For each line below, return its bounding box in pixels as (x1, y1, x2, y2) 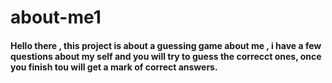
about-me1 (10, 6, 102, 29)
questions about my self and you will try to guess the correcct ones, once (10, 50, 322, 62)
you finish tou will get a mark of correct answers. (10, 61, 218, 73)
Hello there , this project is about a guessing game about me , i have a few (10, 39, 322, 51)
